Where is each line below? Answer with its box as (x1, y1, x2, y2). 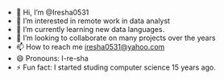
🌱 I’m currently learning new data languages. (15, 25, 165, 34)
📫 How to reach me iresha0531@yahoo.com (15, 42, 165, 51)
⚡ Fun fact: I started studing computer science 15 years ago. (15, 62, 216, 72)
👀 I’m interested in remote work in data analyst (15, 16, 171, 26)
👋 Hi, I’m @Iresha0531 (15, 8, 89, 17)
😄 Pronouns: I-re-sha (15, 54, 89, 63)
